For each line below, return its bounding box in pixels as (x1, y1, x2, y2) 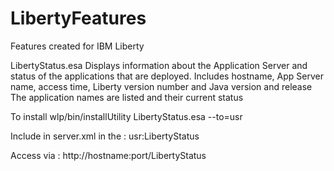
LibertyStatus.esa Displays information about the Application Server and (10, 59, 308, 71)
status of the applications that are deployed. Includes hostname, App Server (10, 70, 324, 82)
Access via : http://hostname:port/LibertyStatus (10, 149, 207, 161)
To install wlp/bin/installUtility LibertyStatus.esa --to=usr (10, 110, 243, 122)
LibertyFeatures (10, 7, 147, 30)
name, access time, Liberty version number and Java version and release (10, 80, 313, 92)
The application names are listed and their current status (10, 91, 244, 103)
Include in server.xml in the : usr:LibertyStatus (10, 130, 200, 142)
